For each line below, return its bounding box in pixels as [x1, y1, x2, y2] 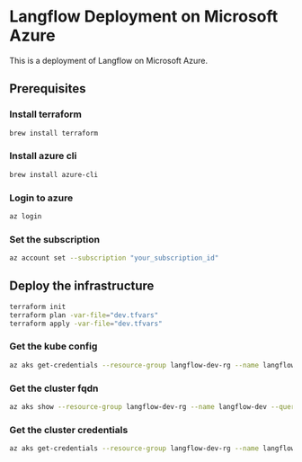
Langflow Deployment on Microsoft [9, 6, 279, 27]
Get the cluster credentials [9, 423, 129, 436]
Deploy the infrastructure [9, 279, 155, 294]
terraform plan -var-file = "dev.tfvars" [9, 310, 159, 320]
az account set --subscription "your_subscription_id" [9, 253, 219, 262]
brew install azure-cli [9, 170, 99, 179]
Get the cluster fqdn [9, 382, 99, 395]
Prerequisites [9, 81, 86, 96]
